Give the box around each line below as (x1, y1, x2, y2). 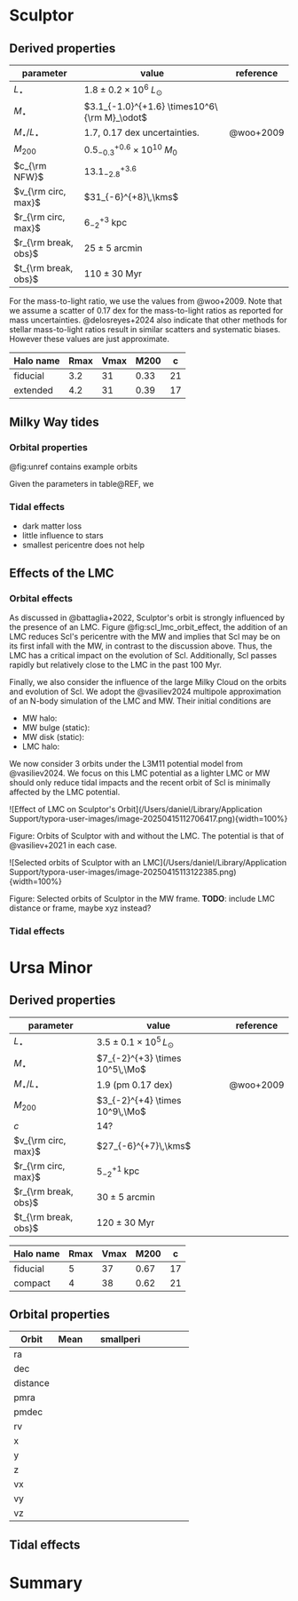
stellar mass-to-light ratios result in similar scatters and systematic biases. (9, 324, 281, 335)
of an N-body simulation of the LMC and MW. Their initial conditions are (9, 695, 271, 706)
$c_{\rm (13, 160, 47, 172)
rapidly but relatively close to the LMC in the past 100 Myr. (9, 659, 222, 670)
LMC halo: (21, 741, 60, 752)
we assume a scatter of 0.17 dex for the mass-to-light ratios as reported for (9, 306, 284, 316)
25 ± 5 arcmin (83, 242, 144, 254)
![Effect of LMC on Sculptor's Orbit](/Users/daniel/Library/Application (9, 803, 263, 814)
